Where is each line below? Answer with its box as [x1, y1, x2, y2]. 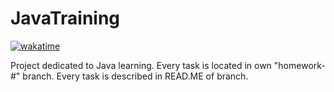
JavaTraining [10, 7, 121, 30]
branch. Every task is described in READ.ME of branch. [22, 70, 249, 82]
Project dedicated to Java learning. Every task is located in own [10, 59, 272, 71]
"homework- [273, 59, 326, 71]
